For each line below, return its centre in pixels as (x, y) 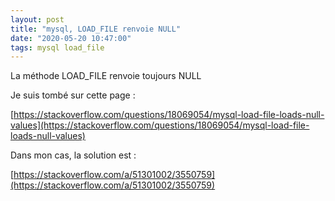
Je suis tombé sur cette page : (73, 95)
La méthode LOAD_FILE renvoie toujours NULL (106, 76)
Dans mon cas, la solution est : (73, 155)
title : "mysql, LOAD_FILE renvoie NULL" (96, 29)
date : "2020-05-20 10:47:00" (71, 38)
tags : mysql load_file (57, 47)
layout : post (37, 19)
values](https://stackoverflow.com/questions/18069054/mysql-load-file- (160, 125)
